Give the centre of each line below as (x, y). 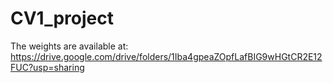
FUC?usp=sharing (47, 67)
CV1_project (62, 18)
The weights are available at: (69, 46)
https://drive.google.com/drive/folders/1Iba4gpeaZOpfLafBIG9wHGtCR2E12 (166, 56)
